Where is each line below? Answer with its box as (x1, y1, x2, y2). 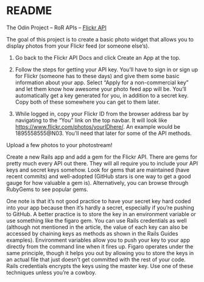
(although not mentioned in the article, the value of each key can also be (6, 223, 188, 231)
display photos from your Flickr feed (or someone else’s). (6, 42, 150, 49)
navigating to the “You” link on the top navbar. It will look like (15, 117, 167, 124)
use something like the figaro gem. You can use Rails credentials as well (6, 217, 187, 224)
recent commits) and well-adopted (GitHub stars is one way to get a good (6, 172, 191, 180)
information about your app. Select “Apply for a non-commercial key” (15, 79, 189, 86)
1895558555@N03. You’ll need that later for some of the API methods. (15, 129, 192, 137)
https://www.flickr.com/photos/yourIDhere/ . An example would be (15, 123, 181, 130)
